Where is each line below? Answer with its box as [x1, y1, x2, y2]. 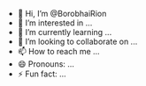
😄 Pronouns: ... [17, 59, 75, 69]
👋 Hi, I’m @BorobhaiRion [17, 9, 107, 18]
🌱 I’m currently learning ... [17, 27, 112, 37]
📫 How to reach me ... [17, 47, 100, 56]
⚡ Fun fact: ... [17, 68, 66, 79]
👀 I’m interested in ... [17, 18, 93, 28]
